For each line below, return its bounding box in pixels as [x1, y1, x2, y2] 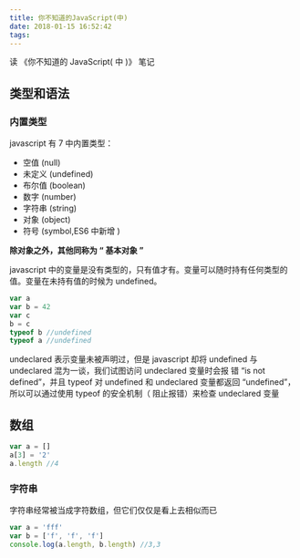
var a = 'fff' [9, 523, 64, 532]
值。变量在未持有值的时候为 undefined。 [9, 275, 162, 287]
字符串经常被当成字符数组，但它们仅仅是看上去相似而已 [9, 505, 217, 516]
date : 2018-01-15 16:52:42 [9, 22, 112, 31]
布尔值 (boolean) [22, 180, 87, 191]
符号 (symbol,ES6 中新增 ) [22, 225, 120, 237]
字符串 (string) [22, 202, 78, 214]
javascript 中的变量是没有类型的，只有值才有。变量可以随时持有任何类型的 [9, 264, 288, 275]
